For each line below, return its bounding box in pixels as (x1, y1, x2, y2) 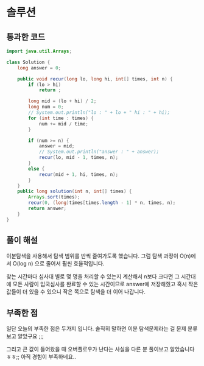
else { (28, 166, 45, 172)
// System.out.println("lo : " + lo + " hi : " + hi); (28, 110, 171, 116)
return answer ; (28, 205, 67, 211)
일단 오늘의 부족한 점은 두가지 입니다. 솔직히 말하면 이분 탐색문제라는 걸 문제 (6, 325, 187, 333)
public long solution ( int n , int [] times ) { (17, 188, 132, 195)
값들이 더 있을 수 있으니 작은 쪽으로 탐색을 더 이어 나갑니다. (6, 288, 146, 295)
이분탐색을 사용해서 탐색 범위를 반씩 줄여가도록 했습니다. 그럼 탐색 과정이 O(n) (6, 252, 191, 259)
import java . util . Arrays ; (6, 48, 72, 54)
